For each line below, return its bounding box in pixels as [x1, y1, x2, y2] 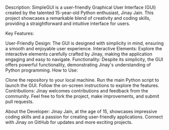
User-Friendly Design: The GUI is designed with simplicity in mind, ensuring [5, 40, 164, 46]
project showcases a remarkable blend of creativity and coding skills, [5, 15, 151, 21]
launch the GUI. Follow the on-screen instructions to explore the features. [5, 82, 159, 88]
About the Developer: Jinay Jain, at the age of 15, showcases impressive [5, 109, 157, 114]
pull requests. [5, 99, 34, 105]
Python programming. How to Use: [5, 67, 78, 73]
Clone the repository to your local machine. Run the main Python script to [5, 77, 159, 83]
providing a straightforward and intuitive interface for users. [5, 20, 131, 26]
